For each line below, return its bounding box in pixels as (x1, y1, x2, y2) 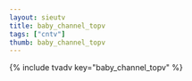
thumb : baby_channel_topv (9, 37, 105, 47)
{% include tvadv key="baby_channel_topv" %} (9, 62, 183, 73)
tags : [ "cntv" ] (9, 29, 66, 38)
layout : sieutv (9, 12, 66, 22)
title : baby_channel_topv (9, 21, 105, 30)
